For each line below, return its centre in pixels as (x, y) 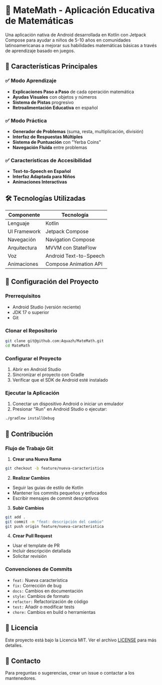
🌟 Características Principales (51, 66)
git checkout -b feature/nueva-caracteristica (54, 468)
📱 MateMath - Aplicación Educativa (80, 10)
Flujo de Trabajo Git (29, 448)
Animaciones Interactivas (40, 182)
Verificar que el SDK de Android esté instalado (60, 380)
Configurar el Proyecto (33, 359)
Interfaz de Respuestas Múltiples (47, 137)
